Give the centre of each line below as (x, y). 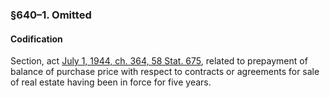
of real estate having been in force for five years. (111, 82)
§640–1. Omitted (51, 15)
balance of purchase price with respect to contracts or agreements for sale (165, 72)
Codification (36, 39)
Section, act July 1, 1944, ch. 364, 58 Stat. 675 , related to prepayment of (159, 61)
